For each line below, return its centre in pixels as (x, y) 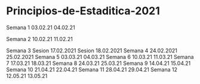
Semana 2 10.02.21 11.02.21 (39, 39)
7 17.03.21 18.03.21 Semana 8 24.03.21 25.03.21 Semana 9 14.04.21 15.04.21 (99, 63)
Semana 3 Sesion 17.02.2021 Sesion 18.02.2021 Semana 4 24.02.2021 (92, 50)
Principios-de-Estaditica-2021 (83, 11)
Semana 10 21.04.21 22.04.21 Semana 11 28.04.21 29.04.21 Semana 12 (92, 69)
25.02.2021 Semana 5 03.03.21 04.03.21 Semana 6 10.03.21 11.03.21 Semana (100, 57)
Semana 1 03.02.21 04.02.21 (41, 27)
